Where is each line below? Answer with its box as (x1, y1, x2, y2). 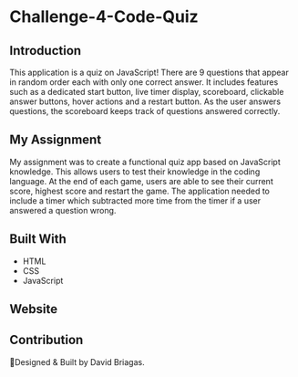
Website (9, 301, 57, 317)
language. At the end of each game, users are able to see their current (9, 175, 273, 186)
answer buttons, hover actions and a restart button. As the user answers (9, 96, 281, 107)
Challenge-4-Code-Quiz (9, 6, 199, 27)
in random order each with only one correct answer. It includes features (9, 77, 279, 88)
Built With (9, 231, 67, 247)
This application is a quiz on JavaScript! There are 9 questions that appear (9, 67, 289, 78)
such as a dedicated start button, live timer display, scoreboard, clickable (9, 87, 284, 97)
